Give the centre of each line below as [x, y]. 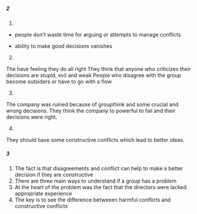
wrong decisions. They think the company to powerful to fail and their [91, 111]
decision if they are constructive [54, 174]
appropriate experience [43, 193]
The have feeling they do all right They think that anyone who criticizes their [98, 69]
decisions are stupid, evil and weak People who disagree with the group [94, 75]
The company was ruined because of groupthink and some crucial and [92, 104]
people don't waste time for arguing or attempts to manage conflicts [98, 34]
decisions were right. [32, 117]
